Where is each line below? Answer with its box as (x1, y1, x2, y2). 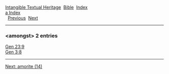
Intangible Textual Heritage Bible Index (5, 5, 88, 10)
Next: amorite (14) (5, 63, 43, 69)
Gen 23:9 (5, 44, 25, 50)
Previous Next (7, 15, 38, 21)
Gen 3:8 (5, 49, 22, 55)
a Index (5, 10, 21, 16)
